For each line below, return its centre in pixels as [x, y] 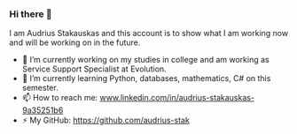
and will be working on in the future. [75, 42]
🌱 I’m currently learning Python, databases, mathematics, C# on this [146, 78]
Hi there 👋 [31, 14]
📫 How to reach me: [60, 98]
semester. [40, 88]
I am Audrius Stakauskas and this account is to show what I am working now [149, 33]
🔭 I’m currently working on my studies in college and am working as [145, 60]
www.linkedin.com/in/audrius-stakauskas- [177, 98]
